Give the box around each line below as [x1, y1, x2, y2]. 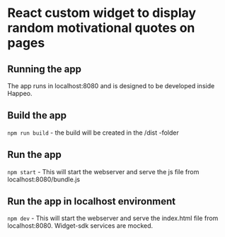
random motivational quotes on [7, 20, 195, 36]
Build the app [7, 109, 67, 121]
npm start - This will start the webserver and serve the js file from [7, 167, 200, 176]
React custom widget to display [7, 5, 197, 21]
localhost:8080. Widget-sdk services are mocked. [7, 221, 154, 230]
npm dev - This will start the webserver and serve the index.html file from [7, 214, 219, 223]
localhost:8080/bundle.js [7, 175, 80, 183]
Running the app [7, 63, 81, 75]
